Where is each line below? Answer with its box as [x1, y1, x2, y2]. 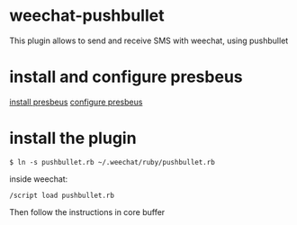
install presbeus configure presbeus [9, 96, 143, 107]
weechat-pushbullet [9, 5, 165, 26]
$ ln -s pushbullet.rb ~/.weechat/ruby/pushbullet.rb [9, 157, 216, 166]
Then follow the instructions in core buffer [9, 206, 166, 217]
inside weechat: [9, 173, 68, 184]
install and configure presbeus [9, 67, 243, 87]
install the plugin [9, 128, 137, 148]
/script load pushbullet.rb [9, 191, 115, 200]
